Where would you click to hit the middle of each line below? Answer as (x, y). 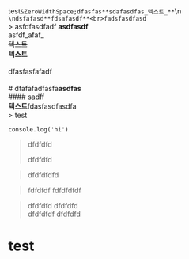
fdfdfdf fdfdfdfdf (54, 190)
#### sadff (26, 97)
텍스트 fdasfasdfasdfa (42, 106)
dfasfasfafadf (30, 71)
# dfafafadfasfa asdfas (45, 88)
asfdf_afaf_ (26, 35)
